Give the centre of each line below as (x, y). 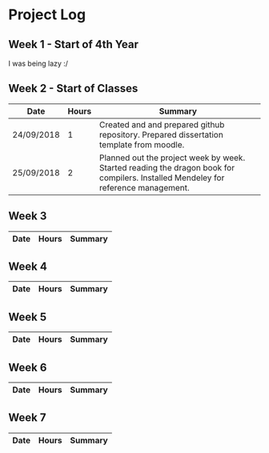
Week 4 (28, 267)
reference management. (144, 187)
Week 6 (28, 367)
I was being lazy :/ (38, 63)
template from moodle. (142, 144)
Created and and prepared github (162, 124)
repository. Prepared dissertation (161, 134)
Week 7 (27, 418)
